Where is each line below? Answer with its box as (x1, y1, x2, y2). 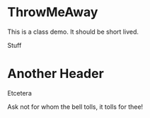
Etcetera (7, 88, 32, 97)
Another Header (7, 66, 104, 81)
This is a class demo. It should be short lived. (7, 27, 139, 36)
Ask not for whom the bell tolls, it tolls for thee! (7, 103, 144, 111)
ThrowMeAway (7, 4, 98, 20)
